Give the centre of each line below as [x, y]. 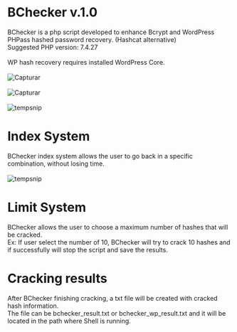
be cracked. [25, 235]
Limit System [47, 208]
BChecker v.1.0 [53, 12]
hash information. [33, 306]
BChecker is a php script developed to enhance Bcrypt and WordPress [111, 32]
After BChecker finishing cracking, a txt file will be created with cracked [113, 298]
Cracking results [58, 279]
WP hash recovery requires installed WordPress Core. [86, 62]
